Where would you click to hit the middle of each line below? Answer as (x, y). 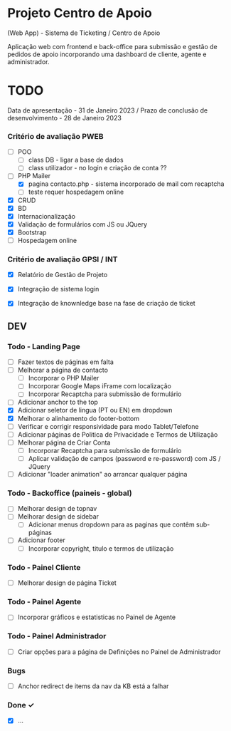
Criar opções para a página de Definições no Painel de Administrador (119, 652)
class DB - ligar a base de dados (76, 160)
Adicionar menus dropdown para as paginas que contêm (111, 524)
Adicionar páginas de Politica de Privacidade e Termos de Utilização (118, 434)
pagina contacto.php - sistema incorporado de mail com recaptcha (126, 184)
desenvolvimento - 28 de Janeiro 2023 (65, 118)
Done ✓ (21, 705)
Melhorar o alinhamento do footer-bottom (79, 418)
